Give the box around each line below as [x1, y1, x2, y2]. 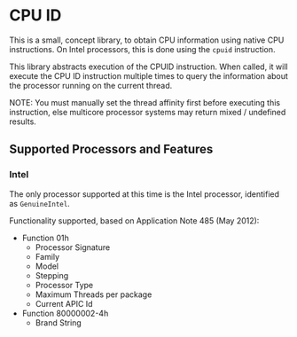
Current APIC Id [35, 298, 93, 309]
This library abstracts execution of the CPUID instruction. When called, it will [9, 61, 288, 72]
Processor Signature [35, 241, 111, 253]
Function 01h [21, 232, 69, 243]
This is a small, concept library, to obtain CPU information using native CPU [9, 35, 285, 45]
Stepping [35, 270, 69, 280]
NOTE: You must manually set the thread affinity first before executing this [9, 97, 281, 107]
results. [9, 116, 37, 127]
